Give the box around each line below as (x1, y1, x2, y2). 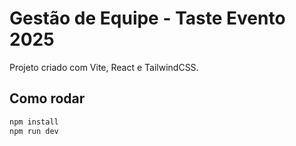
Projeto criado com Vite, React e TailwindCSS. (9, 61, 199, 73)
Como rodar (9, 90, 86, 107)
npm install (9, 117, 59, 127)
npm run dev (9, 126, 59, 136)
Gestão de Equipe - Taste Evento (9, 7, 286, 30)
